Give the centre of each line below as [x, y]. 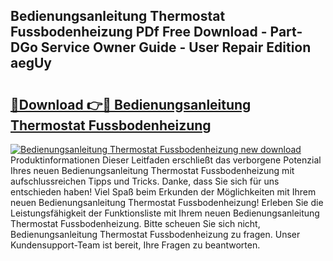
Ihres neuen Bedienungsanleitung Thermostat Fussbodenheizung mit [152, 170]
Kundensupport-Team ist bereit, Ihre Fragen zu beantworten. [135, 245]
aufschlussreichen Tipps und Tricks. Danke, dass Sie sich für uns [145, 181]
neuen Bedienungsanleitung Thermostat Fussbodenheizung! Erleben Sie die [167, 202]
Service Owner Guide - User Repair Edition [176, 47]
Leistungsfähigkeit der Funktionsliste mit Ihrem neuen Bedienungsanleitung [165, 213]
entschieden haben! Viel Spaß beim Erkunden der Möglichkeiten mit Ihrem [163, 192]
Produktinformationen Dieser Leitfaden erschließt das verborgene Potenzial [166, 160]
